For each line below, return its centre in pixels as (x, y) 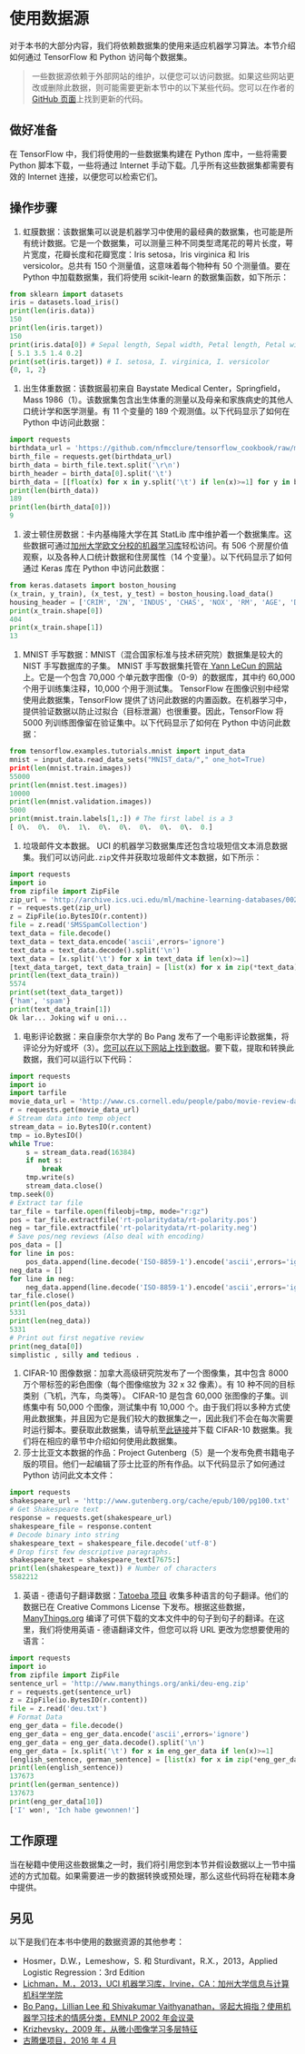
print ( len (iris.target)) (56, 328)
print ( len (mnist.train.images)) (70, 768)
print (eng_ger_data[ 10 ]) (56, 1802)
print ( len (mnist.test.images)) (69, 785)
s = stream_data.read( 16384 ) (81, 1152)
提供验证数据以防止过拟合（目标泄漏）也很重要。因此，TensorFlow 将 (153, 711)
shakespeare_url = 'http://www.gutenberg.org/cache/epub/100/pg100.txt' (150, 1501)
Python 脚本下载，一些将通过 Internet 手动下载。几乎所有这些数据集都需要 (148, 165)
